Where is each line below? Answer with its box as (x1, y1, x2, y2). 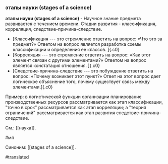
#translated (5, 154, 29, 160)
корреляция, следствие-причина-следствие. (5, 26, 102, 32)
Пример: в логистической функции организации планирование (5, 94, 142, 100)
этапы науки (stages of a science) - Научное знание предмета (5, 16, 141, 22)
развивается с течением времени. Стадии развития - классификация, (5, 21, 157, 27)
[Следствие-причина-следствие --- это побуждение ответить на (12, 68, 153, 74)
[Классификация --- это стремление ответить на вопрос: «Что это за (12, 36, 162, 42)
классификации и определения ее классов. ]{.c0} (12, 47, 120, 53)
